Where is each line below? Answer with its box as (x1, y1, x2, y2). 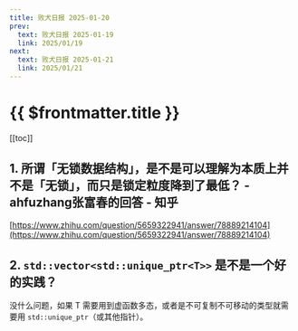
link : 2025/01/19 (17, 38, 83, 48)
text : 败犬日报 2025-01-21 (17, 55, 114, 64)
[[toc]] (9, 132, 34, 143)
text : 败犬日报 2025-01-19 (17, 30, 114, 39)
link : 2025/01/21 (17, 64, 83, 73)
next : (9, 47, 30, 56)
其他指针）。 (103, 311, 149, 322)
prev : (9, 22, 30, 31)
